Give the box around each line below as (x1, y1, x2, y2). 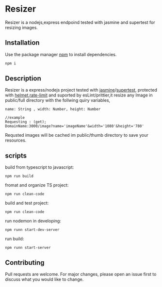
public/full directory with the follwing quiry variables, (5, 97, 111, 103)
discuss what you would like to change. (5, 276, 84, 282)
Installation (5, 39, 40, 47)
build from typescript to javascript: (5, 164, 74, 170)
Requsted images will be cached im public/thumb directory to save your (5, 132, 149, 138)
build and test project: (5, 200, 49, 206)
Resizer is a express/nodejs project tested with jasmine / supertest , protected (5, 87, 158, 93)
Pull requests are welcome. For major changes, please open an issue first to (5, 271, 157, 277)
